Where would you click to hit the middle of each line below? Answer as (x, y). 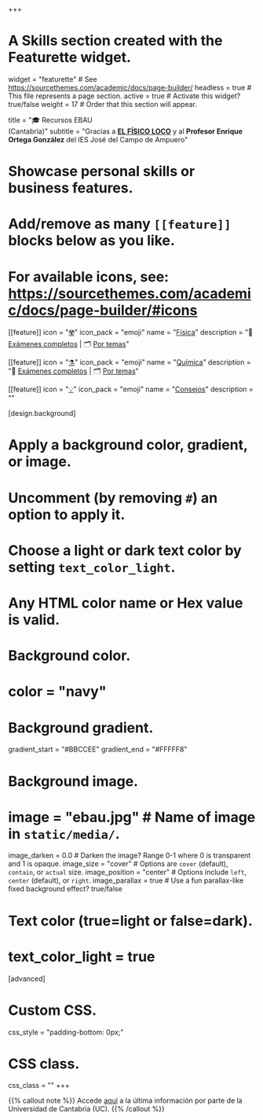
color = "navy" (57, 692)
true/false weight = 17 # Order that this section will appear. (103, 104)
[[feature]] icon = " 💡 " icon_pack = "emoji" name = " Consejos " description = (131, 389)
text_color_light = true (82, 957)
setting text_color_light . (92, 567)
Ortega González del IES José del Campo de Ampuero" (98, 139)
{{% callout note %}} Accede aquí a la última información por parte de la (125, 1100)
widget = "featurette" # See (53, 79)
